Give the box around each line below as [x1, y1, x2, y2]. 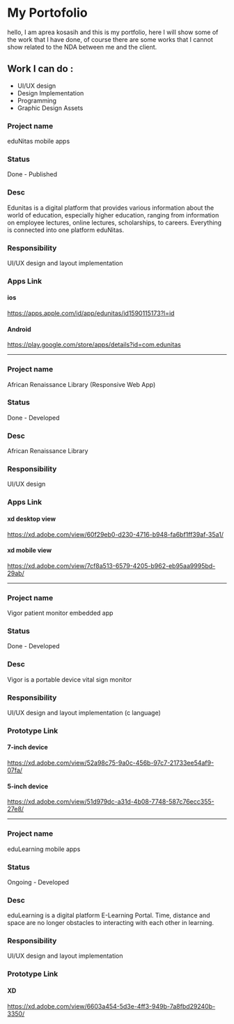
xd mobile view [7, 546, 52, 555]
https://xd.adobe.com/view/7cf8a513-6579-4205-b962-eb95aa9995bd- [7, 561, 216, 570]
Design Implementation [17, 89, 84, 97]
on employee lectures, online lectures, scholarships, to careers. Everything [7, 218, 221, 227]
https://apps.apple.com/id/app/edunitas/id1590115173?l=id [7, 309, 175, 318]
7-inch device [7, 743, 49, 751]
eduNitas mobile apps [7, 137, 70, 146]
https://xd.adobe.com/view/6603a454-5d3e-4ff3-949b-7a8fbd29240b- [7, 1002, 216, 1010]
